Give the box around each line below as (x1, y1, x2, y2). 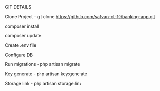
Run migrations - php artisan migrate (5, 61, 80, 67)
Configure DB (5, 52, 33, 58)
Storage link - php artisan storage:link (5, 81, 82, 86)
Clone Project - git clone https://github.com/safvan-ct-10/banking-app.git (5, 14, 155, 19)
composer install (5, 23, 39, 29)
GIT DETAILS (5, 4, 31, 10)
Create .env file (5, 42, 37, 48)
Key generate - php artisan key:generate (5, 71, 87, 77)
